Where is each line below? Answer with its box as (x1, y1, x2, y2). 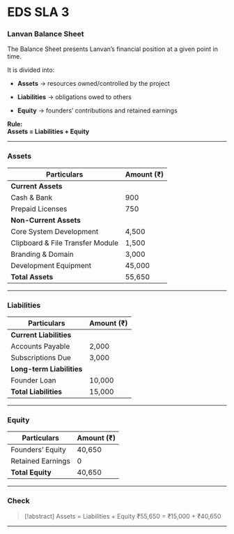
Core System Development (10, 226, 99, 236)
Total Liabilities (10, 387, 63, 396)
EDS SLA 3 (7, 4, 70, 20)
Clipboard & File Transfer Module (10, 238, 118, 248)
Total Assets (10, 272, 54, 281)
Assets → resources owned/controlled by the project (17, 80, 170, 88)
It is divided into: (7, 66, 55, 74)
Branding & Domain (10, 249, 75, 259)
